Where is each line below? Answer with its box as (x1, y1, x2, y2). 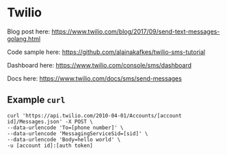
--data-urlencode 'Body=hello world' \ (7, 136, 121, 143)
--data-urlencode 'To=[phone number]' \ (7, 124, 124, 131)
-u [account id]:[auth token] (7, 142, 94, 149)
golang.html (7, 34, 41, 42)
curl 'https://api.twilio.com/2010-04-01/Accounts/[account (7, 112, 183, 119)
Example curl (7, 94, 66, 106)
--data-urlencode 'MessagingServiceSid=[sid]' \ (7, 130, 148, 137)
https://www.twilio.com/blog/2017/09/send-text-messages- (51, 27, 220, 36)
